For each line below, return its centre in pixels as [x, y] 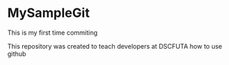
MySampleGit [49, 13]
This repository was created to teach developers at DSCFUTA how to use [115, 46]
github [17, 54]
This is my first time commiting [52, 32]
